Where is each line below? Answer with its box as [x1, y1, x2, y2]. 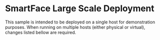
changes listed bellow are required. [5, 29, 77, 35]
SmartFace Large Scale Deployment [5, 3, 155, 14]
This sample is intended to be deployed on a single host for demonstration [5, 19, 156, 25]
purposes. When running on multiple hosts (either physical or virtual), [5, 24, 146, 30]
